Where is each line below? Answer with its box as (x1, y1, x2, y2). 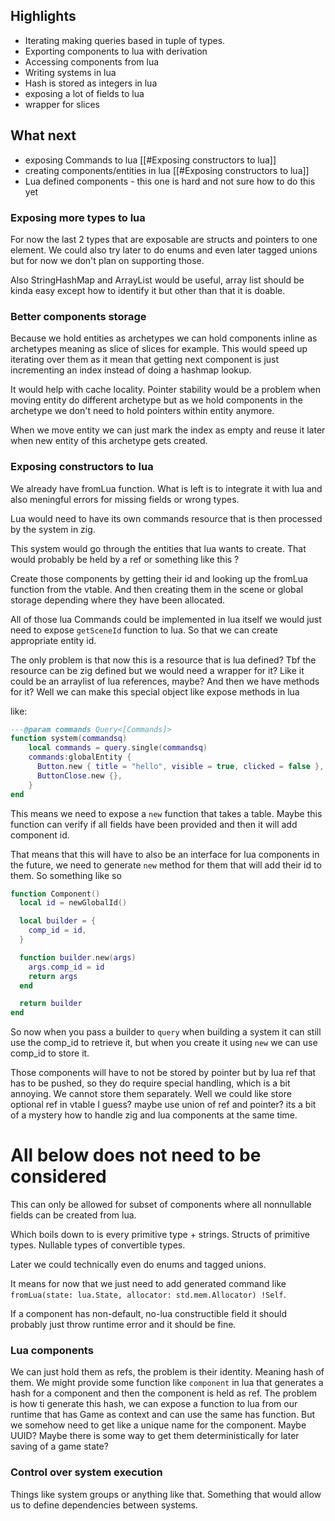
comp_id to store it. (10, 1047, 90, 1059)
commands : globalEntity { (28, 752, 132, 763)
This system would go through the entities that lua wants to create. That (10, 542, 307, 554)
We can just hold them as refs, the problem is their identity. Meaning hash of (10, 1366, 325, 1378)
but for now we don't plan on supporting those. (10, 254, 205, 266)
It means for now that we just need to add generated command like (10, 1278, 287, 1290)
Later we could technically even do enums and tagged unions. (10, 1259, 267, 1271)
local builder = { (19, 916, 97, 926)
